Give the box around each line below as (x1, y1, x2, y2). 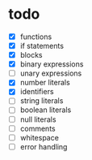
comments (19, 123, 56, 133)
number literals (19, 78, 70, 88)
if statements (19, 41, 65, 50)
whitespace (19, 132, 59, 142)
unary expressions (19, 68, 82, 78)
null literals (19, 115, 56, 124)
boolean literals (19, 105, 72, 115)
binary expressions (19, 59, 84, 69)
